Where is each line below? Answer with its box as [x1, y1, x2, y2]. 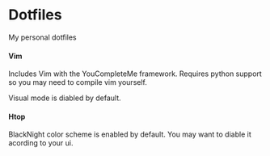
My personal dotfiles [8, 32, 77, 42]
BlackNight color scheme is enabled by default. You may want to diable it [8, 129, 252, 139]
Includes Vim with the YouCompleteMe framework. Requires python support [8, 69, 263, 78]
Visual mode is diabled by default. [8, 93, 121, 103]
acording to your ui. [8, 138, 74, 148]
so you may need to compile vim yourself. [8, 78, 148, 87]
